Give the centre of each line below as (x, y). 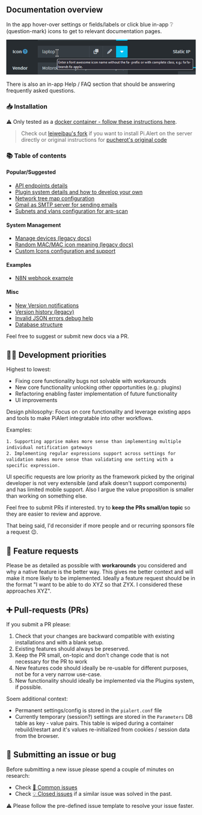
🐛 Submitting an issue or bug (61, 755)
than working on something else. (47, 496)
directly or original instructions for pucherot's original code (94, 139)
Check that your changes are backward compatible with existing (95, 636)
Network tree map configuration (55, 198)
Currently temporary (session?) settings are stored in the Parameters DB (104, 717)
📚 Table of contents (36, 156)
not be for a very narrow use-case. (58, 674)
